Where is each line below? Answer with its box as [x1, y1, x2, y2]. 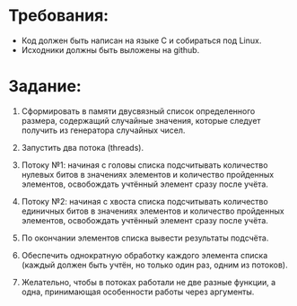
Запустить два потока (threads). [21, 142, 144, 153]
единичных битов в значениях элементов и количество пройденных [21, 205, 284, 216]
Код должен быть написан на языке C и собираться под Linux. [21, 35, 262, 46]
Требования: [8, 5, 109, 26]
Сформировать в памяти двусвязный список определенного [21, 105, 256, 117]
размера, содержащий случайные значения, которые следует [21, 115, 261, 126]
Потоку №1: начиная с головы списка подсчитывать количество [21, 159, 268, 170]
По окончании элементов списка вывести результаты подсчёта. [21, 232, 269, 243]
